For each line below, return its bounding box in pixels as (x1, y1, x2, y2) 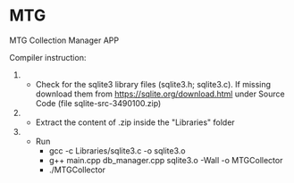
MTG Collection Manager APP (9, 35, 119, 46)
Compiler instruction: (9, 52, 87, 62)
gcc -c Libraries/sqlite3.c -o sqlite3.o (48, 145, 186, 156)
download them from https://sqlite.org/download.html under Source (35, 88, 285, 99)
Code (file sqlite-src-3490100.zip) (35, 97, 162, 108)
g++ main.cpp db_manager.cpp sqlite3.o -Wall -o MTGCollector (48, 154, 283, 165)
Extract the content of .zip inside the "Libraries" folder (35, 117, 235, 128)
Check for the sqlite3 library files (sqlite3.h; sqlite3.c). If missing (35, 79, 271, 89)
